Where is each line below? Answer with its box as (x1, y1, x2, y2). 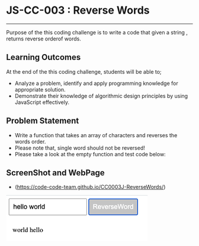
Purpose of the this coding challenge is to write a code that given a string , (6, 29, 188, 36)
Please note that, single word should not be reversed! (14, 144, 145, 152)
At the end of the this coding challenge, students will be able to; (6, 68, 162, 75)
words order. (14, 138, 46, 145)
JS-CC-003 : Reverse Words (6, 4, 150, 17)
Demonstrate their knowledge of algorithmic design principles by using (14, 92, 188, 99)
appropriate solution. (14, 86, 66, 93)
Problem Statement (6, 116, 79, 126)
